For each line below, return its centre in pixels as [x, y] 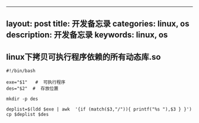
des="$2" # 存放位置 [32, 89]
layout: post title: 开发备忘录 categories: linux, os [98, 24]
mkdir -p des [22, 99]
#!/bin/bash [21, 71]
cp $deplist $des [28, 115]
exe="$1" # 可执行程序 [36, 82]
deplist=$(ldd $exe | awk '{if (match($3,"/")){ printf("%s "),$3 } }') [99, 109]
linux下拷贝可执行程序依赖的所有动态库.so [84, 57]
